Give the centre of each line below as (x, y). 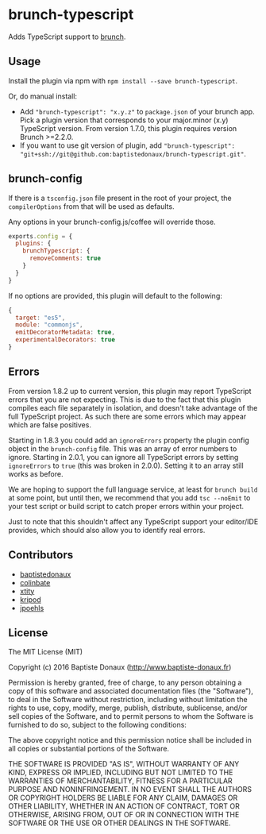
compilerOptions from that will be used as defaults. (91, 206)
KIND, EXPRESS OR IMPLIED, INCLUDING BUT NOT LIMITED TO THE (121, 773)
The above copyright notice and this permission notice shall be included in (130, 740)
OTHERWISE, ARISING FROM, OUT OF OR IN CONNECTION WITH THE (124, 815)
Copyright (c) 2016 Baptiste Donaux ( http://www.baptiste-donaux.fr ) (120, 667)
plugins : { (33, 244)
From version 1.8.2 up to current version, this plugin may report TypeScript (130, 391)
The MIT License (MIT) (46, 652)
